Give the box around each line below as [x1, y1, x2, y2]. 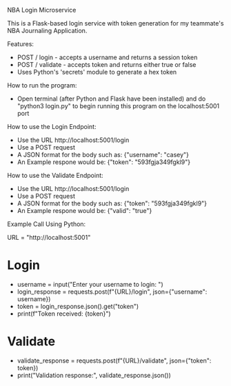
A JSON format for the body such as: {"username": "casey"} [17, 151, 190, 159]
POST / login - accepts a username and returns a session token [17, 53, 198, 61]
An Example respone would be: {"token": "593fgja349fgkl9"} [17, 158, 191, 166]
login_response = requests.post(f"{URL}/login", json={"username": [17, 287, 208, 296]
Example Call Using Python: [7, 220, 86, 228]
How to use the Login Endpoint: [7, 123, 97, 130]
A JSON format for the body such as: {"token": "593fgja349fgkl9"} [17, 199, 208, 207]
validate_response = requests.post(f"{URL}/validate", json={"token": [17, 356, 212, 365]
